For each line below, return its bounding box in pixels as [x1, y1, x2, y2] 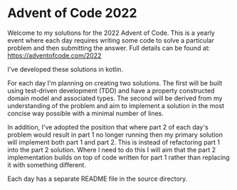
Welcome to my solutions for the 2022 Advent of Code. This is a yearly [7, 28, 215, 37]
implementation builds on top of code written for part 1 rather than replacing [7, 153, 230, 162]
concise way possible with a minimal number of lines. [7, 109, 164, 117]
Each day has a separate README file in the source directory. [7, 174, 188, 183]
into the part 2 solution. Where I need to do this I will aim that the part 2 [7, 145, 216, 154]
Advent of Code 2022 [7, 5, 137, 21]
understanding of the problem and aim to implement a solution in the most [7, 101, 225, 110]
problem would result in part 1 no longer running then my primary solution [7, 130, 223, 139]
